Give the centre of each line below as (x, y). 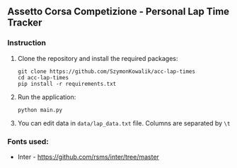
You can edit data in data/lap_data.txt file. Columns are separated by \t (124, 123)
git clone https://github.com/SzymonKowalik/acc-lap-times (106, 71)
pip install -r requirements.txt (67, 84)
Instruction (27, 43)
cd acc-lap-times (43, 77)
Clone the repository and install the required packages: (98, 58)
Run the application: (47, 97)
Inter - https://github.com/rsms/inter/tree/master (88, 157)
